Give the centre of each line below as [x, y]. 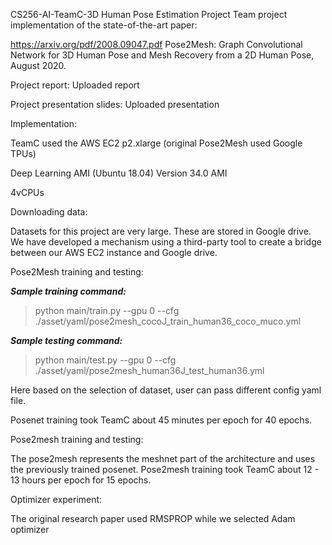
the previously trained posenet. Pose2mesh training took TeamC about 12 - [165, 469]
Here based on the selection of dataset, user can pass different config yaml [166, 390]
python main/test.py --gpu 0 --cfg [105, 360]
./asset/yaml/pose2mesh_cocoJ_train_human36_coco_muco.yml [168, 321]
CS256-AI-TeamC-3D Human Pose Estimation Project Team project [149, 14]
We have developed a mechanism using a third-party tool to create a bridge [166, 242]
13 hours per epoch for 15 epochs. [81, 480]
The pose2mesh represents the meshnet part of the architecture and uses [163, 458]
